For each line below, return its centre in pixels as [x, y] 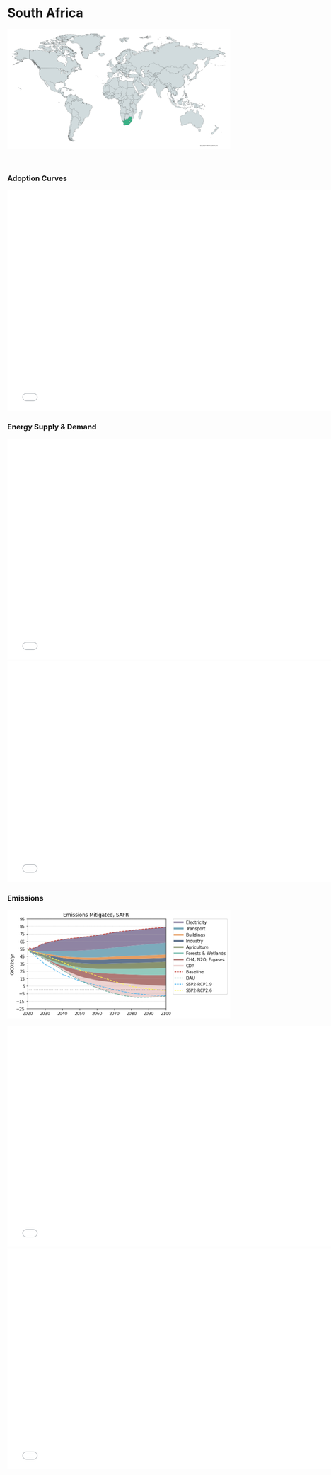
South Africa [45, 13]
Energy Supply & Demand [52, 427]
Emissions [25, 898]
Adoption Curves [37, 178]
